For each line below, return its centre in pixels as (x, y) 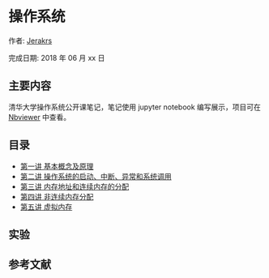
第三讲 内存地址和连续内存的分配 (75, 186)
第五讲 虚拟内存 (46, 207)
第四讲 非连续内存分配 (57, 196)
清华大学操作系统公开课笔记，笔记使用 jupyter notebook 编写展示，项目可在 (135, 107)
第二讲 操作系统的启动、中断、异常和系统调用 (96, 176)
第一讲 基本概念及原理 (57, 166)
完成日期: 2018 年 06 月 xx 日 (57, 58)
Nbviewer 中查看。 (40, 117)
